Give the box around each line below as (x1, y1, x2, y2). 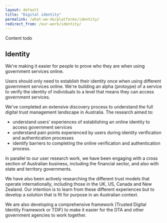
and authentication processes (12, 135, 74, 141)
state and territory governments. (5, 166, 72, 172)
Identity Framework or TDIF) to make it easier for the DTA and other (5, 207, 144, 213)
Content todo (5, 35, 32, 41)
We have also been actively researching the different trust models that (5, 176, 150, 182)
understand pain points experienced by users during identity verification (12, 130, 161, 136)
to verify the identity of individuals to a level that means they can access (5, 89, 154, 95)
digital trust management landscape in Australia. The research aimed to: (5, 109, 153, 116)
